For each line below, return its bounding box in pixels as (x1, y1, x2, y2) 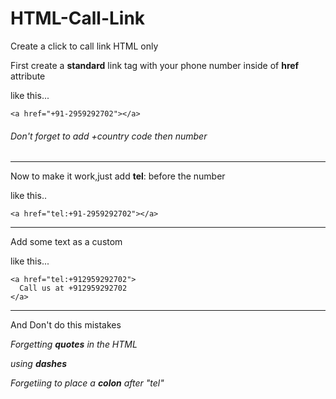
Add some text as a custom (10, 236, 123, 248)
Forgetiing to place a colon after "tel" (10, 377, 165, 389)
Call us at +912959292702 (19, 283, 128, 294)
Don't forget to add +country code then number (10, 130, 208, 142)
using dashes (10, 358, 68, 370)
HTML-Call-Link (10, 7, 146, 30)
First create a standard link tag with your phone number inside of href (10, 59, 300, 71)
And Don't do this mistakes (10, 319, 122, 331)
